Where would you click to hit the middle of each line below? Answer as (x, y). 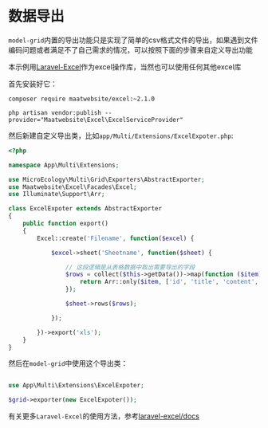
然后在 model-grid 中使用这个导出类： (68, 363)
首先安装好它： (33, 84)
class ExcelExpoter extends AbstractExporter (85, 209)
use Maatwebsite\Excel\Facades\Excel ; (73, 187)
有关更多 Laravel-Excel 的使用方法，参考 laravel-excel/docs (104, 416)
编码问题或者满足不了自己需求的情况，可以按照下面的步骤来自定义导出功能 (130, 49)
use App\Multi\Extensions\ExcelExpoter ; (77, 386)
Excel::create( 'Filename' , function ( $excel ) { (116, 238)
